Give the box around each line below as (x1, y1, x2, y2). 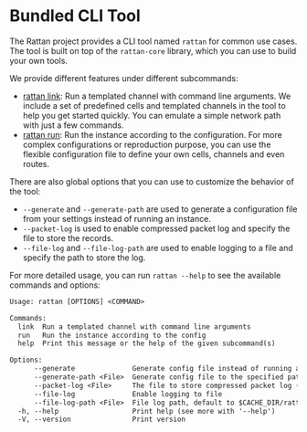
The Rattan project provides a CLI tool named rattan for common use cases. (9, 36, 298, 47)
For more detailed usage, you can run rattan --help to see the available (9, 269, 281, 280)
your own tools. (9, 55, 69, 66)
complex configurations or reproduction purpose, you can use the (22, 139, 271, 150)
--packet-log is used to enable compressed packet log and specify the (22, 223, 291, 234)
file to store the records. (22, 232, 114, 243)
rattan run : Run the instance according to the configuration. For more (22, 129, 283, 140)
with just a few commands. (22, 120, 124, 131)
